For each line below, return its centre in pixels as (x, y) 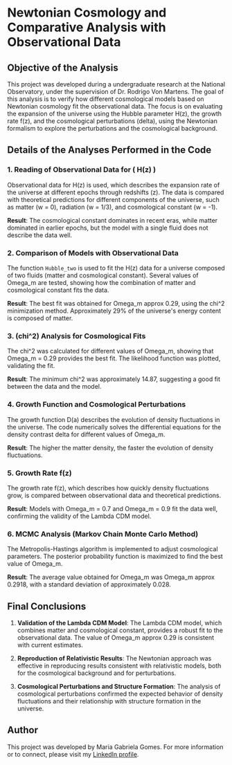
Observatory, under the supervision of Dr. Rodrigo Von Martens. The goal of (116, 92)
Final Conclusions (47, 606)
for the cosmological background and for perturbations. (97, 673)
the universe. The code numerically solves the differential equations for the (114, 427)
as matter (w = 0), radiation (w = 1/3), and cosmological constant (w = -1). (113, 207)
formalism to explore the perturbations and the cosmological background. (113, 128)
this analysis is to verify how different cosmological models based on (106, 99)
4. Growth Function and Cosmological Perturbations (97, 405)
